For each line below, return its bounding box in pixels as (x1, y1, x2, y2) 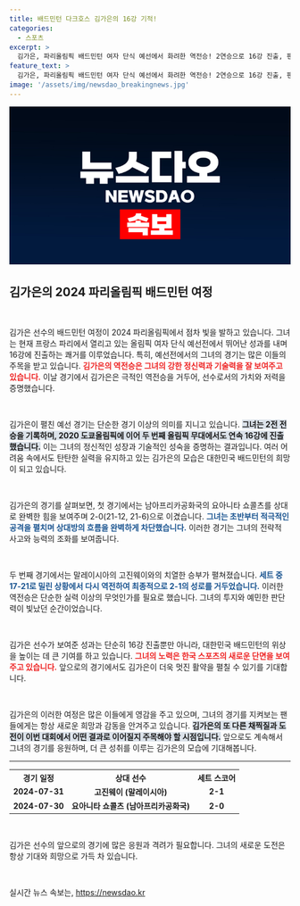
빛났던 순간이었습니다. (25, 603, 103, 614)
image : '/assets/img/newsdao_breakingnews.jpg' (9, 80, 190, 89)
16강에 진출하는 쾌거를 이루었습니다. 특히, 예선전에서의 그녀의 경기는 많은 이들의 (9, 349, 287, 361)
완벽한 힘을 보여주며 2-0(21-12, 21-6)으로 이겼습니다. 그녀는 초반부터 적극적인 (18, 511, 290, 522)
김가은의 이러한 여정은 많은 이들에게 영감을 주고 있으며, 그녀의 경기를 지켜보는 (9, 710, 279, 720)
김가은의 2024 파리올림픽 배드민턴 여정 (9, 284, 213, 299)
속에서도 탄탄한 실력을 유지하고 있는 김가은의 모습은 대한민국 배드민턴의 (25, 453, 274, 463)
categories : (9, 23, 54, 33)
